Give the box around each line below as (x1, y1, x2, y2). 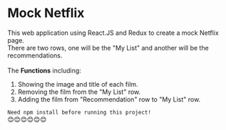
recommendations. (7, 51, 63, 60)
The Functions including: (7, 66, 82, 75)
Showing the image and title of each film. (17, 80, 138, 88)
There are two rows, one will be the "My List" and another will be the (7, 43, 209, 52)
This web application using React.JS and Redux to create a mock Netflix (7, 28, 219, 37)
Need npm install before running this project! (7, 109, 152, 116)
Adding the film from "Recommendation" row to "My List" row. (17, 94, 201, 104)
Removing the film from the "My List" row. (17, 87, 141, 96)
